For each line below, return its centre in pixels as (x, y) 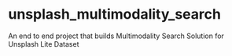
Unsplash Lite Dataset (44, 44)
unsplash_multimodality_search (115, 14)
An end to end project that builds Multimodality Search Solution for (116, 36)
